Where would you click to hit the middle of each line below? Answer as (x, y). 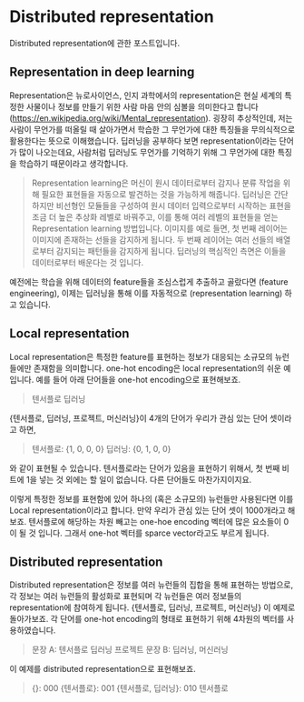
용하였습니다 (32, 630)
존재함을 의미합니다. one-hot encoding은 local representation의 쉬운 (157, 368)
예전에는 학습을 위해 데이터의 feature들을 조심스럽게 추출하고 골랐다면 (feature (149, 281)
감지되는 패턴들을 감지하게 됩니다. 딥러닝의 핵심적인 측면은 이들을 (171, 251)
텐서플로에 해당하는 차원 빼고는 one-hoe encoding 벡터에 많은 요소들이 (155, 521)
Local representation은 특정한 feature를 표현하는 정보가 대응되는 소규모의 (141, 356)
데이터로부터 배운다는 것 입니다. (87, 262)
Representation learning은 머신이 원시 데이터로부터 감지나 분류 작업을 (156, 183)
